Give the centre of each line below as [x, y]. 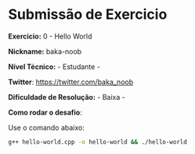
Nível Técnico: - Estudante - [54, 66]
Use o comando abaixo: [46, 127]
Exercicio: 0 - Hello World [50, 36]
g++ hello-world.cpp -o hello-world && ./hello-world [98, 142]
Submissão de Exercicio [88, 15]
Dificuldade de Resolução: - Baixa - [67, 97]
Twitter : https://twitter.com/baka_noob [71, 82]
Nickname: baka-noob [45, 51]
